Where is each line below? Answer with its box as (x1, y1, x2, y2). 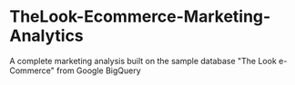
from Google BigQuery (56, 65, 141, 76)
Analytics (9, 25, 84, 46)
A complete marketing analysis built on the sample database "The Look (9, 55, 278, 66)
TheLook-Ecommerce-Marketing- (9, 6, 271, 27)
